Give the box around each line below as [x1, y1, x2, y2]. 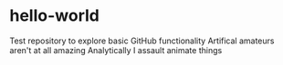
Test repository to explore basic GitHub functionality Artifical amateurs [9, 35, 275, 46]
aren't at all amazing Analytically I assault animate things [9, 44, 223, 55]
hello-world [9, 5, 100, 26]
